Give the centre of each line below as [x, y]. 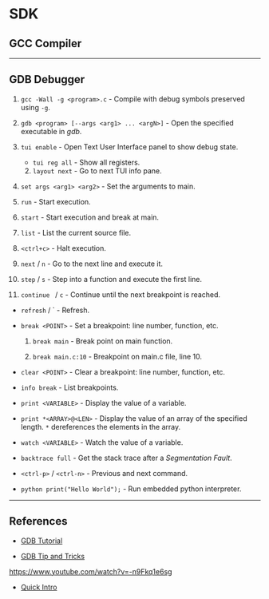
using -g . [36, 107]
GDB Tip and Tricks [53, 556]
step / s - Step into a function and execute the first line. [111, 279]
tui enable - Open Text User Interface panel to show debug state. [129, 147]
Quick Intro [39, 587]
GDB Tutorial [42, 541]
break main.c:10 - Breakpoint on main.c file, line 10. [117, 356]
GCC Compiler [45, 44]
